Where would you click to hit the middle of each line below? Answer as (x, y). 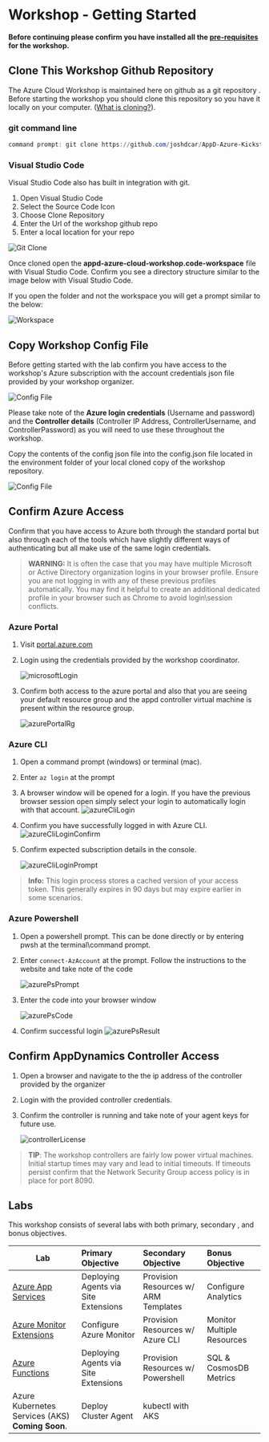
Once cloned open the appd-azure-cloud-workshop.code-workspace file (132, 263)
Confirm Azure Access (66, 512)
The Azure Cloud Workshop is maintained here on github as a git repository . (134, 90)
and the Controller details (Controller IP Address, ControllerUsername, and (132, 421)
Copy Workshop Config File (78, 345)
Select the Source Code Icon (67, 207)
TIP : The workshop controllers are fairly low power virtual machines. (141, 1155)
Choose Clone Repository (62, 215)
